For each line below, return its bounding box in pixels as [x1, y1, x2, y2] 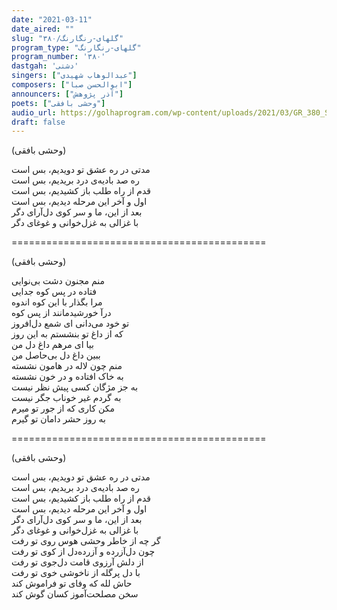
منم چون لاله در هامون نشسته [11, 360, 123, 372]
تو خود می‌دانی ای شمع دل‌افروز [11, 317, 130, 330]
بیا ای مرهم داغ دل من [11, 339, 94, 351]
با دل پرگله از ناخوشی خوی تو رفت [11, 567, 141, 579]
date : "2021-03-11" [11, 14, 93, 25]
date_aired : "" [11, 24, 75, 34]
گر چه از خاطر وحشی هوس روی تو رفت [11, 535, 161, 547]
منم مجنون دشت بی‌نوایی [11, 275, 105, 287]
